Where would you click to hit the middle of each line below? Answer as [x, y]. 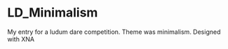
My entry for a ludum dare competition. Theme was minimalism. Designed [114, 32]
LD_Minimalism [53, 13]
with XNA [21, 39]
